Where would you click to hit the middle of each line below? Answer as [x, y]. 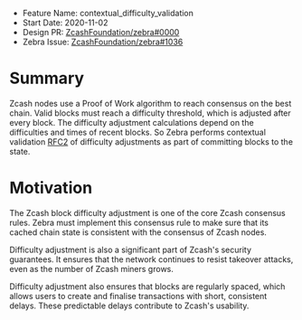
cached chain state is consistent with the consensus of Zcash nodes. [138, 232]
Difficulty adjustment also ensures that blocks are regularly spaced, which [147, 286]
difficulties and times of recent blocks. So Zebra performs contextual [138, 132]
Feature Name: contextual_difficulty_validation [108, 13]
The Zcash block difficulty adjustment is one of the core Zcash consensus [148, 212]
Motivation [51, 188]
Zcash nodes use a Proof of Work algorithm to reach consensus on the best [151, 103]
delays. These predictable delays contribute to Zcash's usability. [129, 306]
